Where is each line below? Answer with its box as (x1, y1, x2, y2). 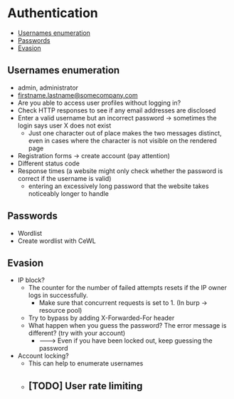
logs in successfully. (28, 291, 89, 300)
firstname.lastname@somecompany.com (17, 90, 138, 99)
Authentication (7, 5, 98, 21)
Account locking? (17, 351, 69, 361)
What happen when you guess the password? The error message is (28, 321, 227, 330)
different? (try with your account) (28, 329, 126, 338)
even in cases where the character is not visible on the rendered (28, 136, 217, 145)
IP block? (17, 276, 45, 284)
